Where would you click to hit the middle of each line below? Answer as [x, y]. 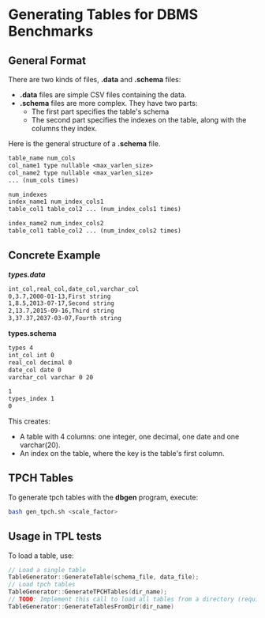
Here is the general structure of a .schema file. [84, 143]
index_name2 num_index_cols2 [56, 224]
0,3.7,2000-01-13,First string [60, 296]
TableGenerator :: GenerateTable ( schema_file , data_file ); [104, 577]
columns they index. [64, 128]
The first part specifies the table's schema [100, 111]
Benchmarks [51, 31]
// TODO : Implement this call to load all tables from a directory [121, 599]
